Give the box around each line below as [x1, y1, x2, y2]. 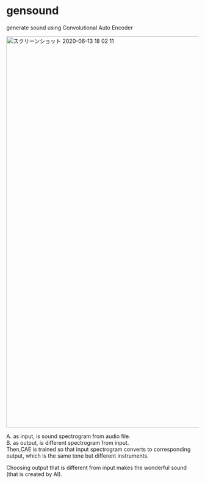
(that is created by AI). [6, 470, 63, 478]
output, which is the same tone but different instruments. [6, 452, 149, 459]
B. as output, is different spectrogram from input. [6, 439, 129, 446]
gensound [6, 4, 59, 18]
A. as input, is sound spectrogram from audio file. [6, 433, 131, 440]
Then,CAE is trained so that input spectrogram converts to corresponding [6, 445, 191, 453]
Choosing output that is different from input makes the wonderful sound [6, 464, 187, 471]
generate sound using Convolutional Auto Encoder [6, 24, 133, 31]
